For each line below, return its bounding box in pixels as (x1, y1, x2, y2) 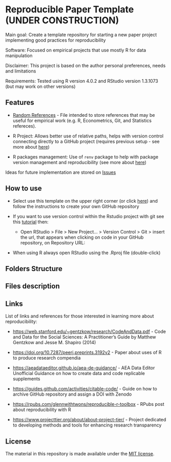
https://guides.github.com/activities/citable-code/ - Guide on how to (12, 386, 157, 392)
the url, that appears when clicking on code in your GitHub (20, 234, 144, 240)
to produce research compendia (12, 355, 81, 361)
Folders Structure (5, 264, 63, 273)
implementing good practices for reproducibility (5, 37, 106, 43)
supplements (12, 376, 40, 382)
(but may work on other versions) (5, 83, 76, 90)
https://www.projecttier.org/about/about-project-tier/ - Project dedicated (12, 417, 166, 423)
